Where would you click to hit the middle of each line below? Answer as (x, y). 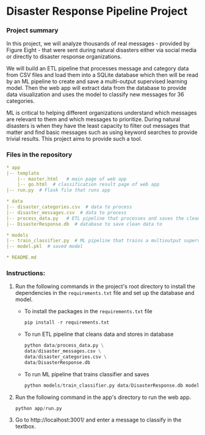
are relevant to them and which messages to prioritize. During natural (93, 119)
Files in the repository (39, 155)
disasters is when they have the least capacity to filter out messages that (98, 126)
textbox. (25, 426)
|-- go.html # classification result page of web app (88, 185)
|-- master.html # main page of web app (72, 179)
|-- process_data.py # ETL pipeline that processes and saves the (95, 218)
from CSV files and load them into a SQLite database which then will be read (102, 75)
